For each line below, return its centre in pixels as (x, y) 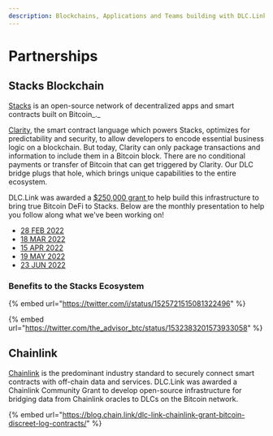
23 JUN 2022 (43, 265)
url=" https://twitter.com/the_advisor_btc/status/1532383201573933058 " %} (136, 328)
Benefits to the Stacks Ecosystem (76, 286)
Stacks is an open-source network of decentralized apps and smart (121, 106)
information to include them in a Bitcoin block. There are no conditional (127, 156)
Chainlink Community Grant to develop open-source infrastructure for (125, 390)
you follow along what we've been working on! (87, 214)
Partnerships (53, 56)
